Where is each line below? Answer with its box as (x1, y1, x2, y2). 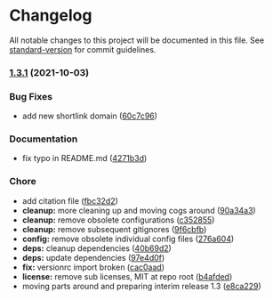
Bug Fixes (9, 90, 53, 102)
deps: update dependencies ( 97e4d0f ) (21, 252, 165, 263)
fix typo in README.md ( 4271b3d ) (21, 153, 148, 164)
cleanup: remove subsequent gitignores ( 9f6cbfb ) (21, 223, 207, 234)
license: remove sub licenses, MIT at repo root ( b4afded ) (21, 271, 233, 281)
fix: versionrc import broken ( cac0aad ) (21, 262, 165, 272)
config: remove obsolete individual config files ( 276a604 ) (21, 233, 235, 244)
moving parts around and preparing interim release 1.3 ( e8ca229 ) (21, 280, 262, 291)
